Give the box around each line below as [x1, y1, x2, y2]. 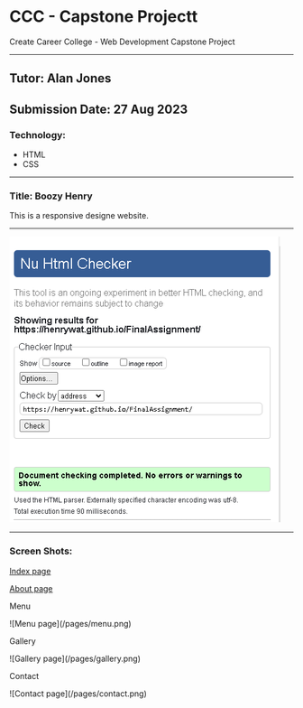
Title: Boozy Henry [9, 190, 93, 202]
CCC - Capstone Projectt [9, 6, 198, 27]
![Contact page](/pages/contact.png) [9, 688, 147, 699]
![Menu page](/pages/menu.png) [9, 618, 133, 629]
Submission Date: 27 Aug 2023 [9, 101, 188, 116]
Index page [9, 565, 51, 576]
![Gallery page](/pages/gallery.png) [9, 653, 142, 664]
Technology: [9, 128, 66, 141]
